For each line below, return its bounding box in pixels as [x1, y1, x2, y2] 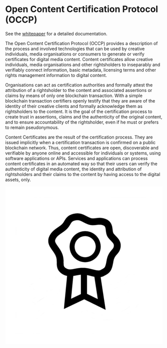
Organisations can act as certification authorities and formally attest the [5, 81, 153, 88]
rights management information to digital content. [5, 72, 107, 78]
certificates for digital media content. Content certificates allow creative [5, 56, 153, 62]
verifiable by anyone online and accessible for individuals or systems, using [5, 150, 161, 156]
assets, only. [5, 176, 31, 182]
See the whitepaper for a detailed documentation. [5, 30, 107, 36]
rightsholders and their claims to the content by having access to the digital [5, 171, 160, 177]
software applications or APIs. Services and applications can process [5, 155, 148, 161]
